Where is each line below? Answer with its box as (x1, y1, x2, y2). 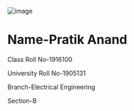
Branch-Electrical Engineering (7, 83, 96, 91)
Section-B (7, 96, 37, 105)
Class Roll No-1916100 (7, 55, 73, 63)
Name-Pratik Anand (7, 32, 128, 48)
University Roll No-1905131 (7, 68, 86, 78)
